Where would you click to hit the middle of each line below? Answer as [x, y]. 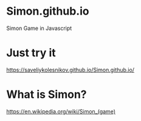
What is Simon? [46, 94]
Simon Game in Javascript [39, 28]
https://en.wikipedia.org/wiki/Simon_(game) [61, 111]
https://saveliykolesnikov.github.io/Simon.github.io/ [70, 70]
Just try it [31, 53]
